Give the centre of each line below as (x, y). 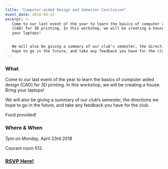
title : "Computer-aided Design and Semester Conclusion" (66, 10)
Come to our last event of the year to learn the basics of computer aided (79, 79)
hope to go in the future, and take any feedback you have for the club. (77, 105)
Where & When (24, 127)
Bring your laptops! (25, 90)
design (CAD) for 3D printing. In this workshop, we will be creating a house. (83, 85)
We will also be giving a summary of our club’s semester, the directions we (82, 100)
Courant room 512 (24, 148)
